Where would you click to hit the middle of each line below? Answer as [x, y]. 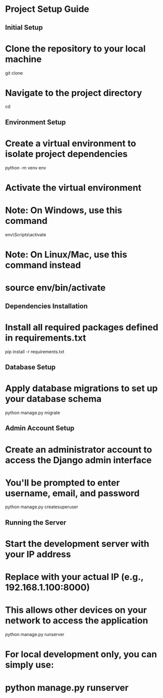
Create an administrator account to [79, 450]
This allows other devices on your [76, 610]
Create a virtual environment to [71, 143]
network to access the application [77, 621]
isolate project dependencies [66, 154]
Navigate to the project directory [74, 93]
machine [24, 59]
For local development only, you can [81, 654]
